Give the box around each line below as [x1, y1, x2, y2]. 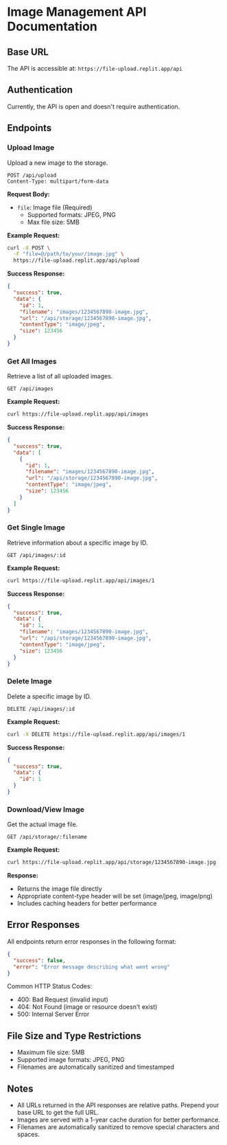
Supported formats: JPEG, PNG [27, 210, 117, 218]
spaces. [16, 1131, 40, 1138]
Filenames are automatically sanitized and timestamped [16, 1063, 175, 1072]
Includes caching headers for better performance [16, 899, 157, 907]
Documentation [7, 19, 98, 34]
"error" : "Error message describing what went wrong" [13, 963, 170, 971]
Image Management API [7, 4, 147, 20]
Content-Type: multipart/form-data [7, 178, 109, 185]
